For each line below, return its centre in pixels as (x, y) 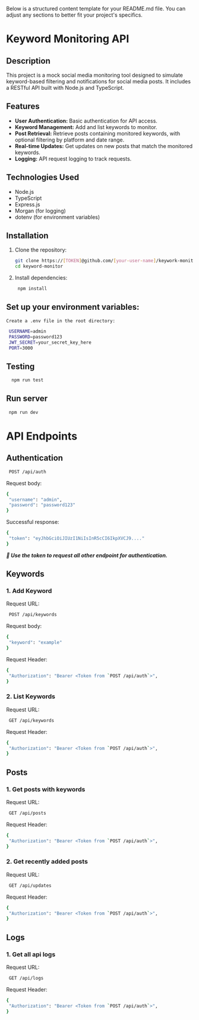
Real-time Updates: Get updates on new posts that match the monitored (104, 146)
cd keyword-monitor (39, 266)
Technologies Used (42, 178)
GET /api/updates (30, 886)
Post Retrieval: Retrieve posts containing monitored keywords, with (97, 133)
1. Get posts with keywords (46, 789)
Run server (27, 399)
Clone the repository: (41, 250)
